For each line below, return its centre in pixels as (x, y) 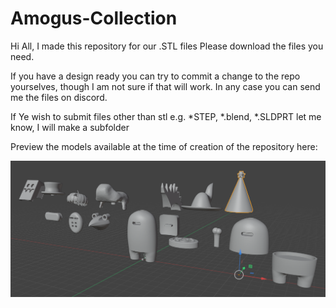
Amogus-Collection (94, 18)
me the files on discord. (59, 97)
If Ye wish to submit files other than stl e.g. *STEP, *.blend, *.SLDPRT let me (166, 116)
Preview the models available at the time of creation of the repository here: (164, 146)
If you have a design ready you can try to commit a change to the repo (155, 76)
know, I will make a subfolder (70, 127)
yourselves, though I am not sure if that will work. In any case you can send (165, 86)
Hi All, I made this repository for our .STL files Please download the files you (167, 46)
